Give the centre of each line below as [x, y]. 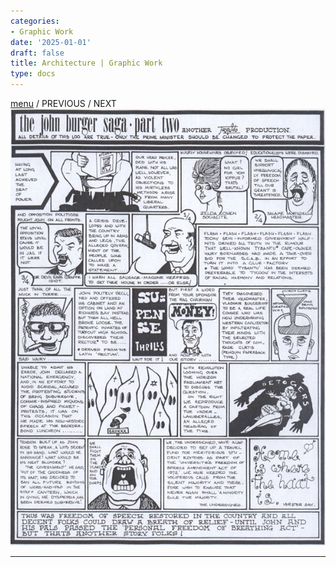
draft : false [37, 53]
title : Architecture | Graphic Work [86, 63]
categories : [35, 21]
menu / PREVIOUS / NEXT [63, 103]
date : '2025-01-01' [51, 42]
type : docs [33, 74]
